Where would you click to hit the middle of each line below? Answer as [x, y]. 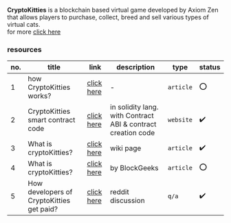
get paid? [43, 209]
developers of [50, 192]
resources [25, 49]
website [180, 120]
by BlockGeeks [134, 168]
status [210, 67]
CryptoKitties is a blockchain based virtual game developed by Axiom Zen [113, 10]
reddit [119, 192]
